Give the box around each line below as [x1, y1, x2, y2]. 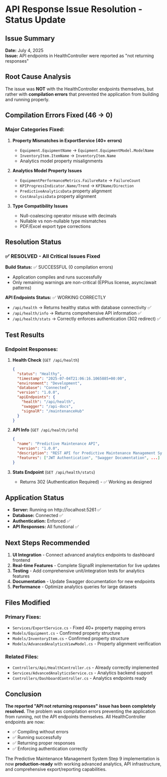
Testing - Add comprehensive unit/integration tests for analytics [12, 568, 145, 574]
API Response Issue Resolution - [5, 4, 143, 15]
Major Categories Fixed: [5, 126, 65, 133]
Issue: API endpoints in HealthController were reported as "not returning [5, 53, 154, 59]
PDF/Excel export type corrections [19, 223, 91, 229]
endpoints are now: [5, 719, 45, 725]
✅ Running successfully [12, 734, 62, 740]
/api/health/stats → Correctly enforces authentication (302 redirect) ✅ [12, 316, 161, 322]
